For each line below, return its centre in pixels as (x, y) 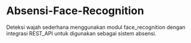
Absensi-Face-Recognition (75, 11)
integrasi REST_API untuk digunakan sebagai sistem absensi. (81, 33)
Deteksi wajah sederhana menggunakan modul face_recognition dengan (96, 27)
